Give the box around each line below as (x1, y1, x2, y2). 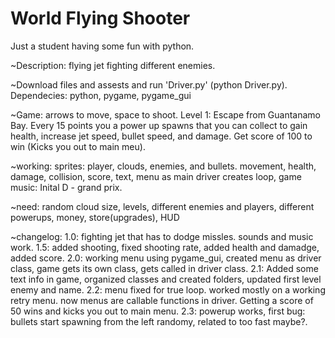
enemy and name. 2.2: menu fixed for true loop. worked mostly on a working (10, 283, 326, 296)
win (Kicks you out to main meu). (10, 140, 146, 152)
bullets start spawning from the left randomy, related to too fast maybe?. (10, 315, 308, 327)
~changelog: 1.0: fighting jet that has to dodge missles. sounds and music (10, 230, 314, 242)
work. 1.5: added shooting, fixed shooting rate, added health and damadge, (10, 241, 320, 253)
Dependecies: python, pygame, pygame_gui (10, 89, 192, 101)
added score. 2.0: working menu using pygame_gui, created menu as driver (10, 252, 322, 264)
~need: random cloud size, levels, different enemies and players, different (10, 200, 315, 212)
